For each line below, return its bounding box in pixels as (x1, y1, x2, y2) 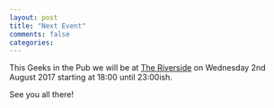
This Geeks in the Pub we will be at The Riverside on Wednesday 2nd (9, 62, 266, 73)
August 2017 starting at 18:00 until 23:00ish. (9, 72, 172, 83)
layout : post (9, 12, 58, 22)
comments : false (9, 29, 70, 38)
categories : (9, 37, 54, 47)
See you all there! (9, 89, 75, 100)
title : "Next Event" (9, 21, 87, 30)
